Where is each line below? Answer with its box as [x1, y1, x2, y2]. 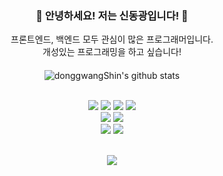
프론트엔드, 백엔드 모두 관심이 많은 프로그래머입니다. [10, 33, 214, 46]
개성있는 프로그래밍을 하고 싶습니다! [42, 46, 182, 58]
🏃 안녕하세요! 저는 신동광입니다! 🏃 [35, 8, 189, 22]
